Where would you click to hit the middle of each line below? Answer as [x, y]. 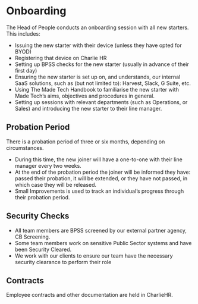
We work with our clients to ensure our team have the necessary [94, 256]
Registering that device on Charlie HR [61, 58]
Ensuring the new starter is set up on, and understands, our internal [98, 77]
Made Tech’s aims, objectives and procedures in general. [84, 96]
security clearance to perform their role [63, 262]
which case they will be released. [56, 184]
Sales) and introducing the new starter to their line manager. [88, 108]
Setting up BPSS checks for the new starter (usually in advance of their [102, 64]
